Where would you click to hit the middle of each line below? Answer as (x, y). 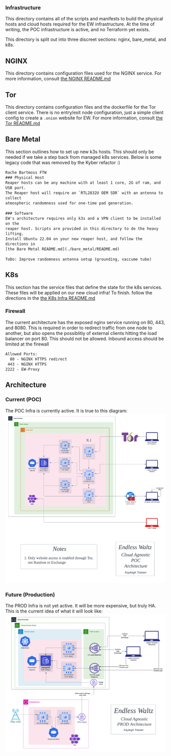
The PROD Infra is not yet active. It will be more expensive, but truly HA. (81, 605)
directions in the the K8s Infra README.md (50, 298)
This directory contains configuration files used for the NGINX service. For (83, 74)
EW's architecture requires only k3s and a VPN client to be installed (83, 218)
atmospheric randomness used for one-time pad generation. (69, 203)
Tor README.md (23, 123)
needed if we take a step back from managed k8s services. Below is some (83, 157)
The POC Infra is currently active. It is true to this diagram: (66, 410)
